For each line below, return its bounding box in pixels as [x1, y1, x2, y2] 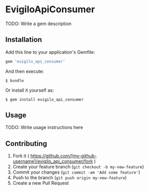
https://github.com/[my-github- [30, 153, 97, 159]
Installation [5, 35, 42, 44]
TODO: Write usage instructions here [5, 124, 83, 131]
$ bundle [5, 78, 24, 83]
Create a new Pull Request [12, 180, 69, 186]
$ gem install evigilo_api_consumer [5, 97, 84, 102]
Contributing [5, 139, 47, 148]
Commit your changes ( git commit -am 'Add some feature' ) [12, 169, 140, 175]
